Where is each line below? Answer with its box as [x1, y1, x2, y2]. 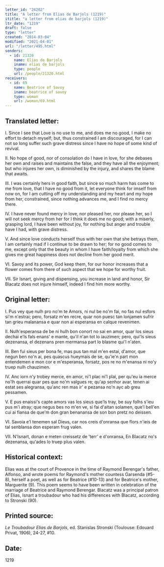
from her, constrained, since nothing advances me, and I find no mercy [5, 196, 148, 202]
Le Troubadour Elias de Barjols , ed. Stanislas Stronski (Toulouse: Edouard [5, 525, 154, 531]
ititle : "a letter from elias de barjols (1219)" [5, 16, 109, 21]
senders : [5, 48, 23, 53]
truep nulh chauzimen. [5, 364, 50, 370]
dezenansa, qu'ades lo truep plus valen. [5, 439, 86, 445]
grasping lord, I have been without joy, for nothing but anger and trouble [5, 221, 150, 227]
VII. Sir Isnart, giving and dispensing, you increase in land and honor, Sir [5, 276, 150, 282]
